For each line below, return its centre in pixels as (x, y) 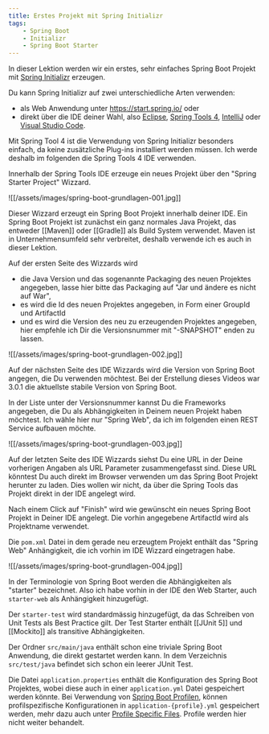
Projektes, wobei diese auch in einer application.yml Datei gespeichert (126, 688)
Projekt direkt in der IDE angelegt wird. (72, 494)
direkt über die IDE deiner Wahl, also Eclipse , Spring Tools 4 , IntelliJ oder (140, 117)
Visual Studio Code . (53, 126)
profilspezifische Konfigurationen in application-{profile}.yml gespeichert (134, 706)
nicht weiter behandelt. (47, 723)
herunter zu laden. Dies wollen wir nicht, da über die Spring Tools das (123, 485)
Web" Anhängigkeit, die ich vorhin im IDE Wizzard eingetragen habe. (122, 550)
